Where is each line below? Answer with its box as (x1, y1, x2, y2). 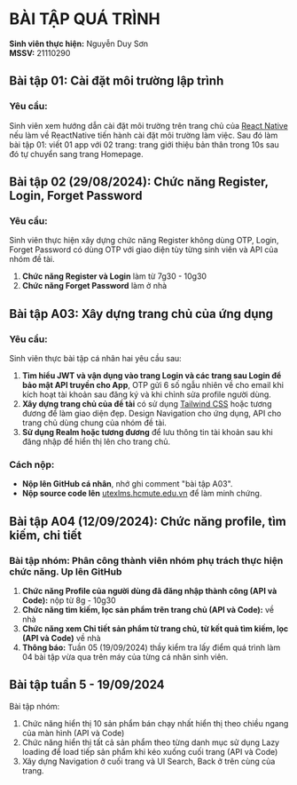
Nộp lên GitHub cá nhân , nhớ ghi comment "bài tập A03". (21, 479, 233, 489)
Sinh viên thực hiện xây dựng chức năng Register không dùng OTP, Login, (9, 235, 279, 246)
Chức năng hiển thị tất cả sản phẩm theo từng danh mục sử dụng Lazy (21, 737, 280, 748)
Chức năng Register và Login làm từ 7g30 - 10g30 (21, 271, 207, 281)
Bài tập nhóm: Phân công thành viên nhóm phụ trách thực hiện (9, 554, 284, 567)
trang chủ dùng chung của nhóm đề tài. (21, 417, 167, 428)
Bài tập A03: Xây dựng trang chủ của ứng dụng (9, 306, 273, 321)
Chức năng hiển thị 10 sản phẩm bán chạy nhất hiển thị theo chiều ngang (21, 718, 289, 728)
